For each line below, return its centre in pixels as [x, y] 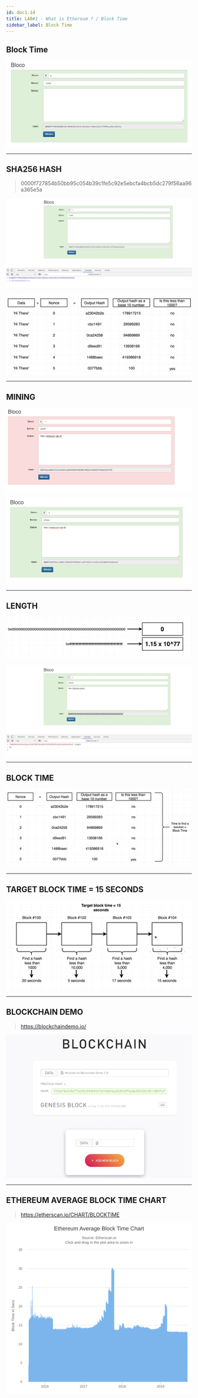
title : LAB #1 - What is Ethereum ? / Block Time [67, 19]
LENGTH [22, 606]
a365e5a [31, 190]
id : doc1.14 [21, 12]
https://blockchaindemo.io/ [53, 1026]
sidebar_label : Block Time [39, 25]
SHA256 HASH [34, 169]
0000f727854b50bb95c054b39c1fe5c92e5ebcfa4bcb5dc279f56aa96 [106, 184]
